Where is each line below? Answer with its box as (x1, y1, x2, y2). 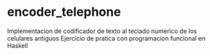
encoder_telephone (7, 4, 122, 20)
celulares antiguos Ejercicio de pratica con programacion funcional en (7, 34, 206, 42)
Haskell (7, 41, 28, 49)
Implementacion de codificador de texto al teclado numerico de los (7, 27, 198, 35)
